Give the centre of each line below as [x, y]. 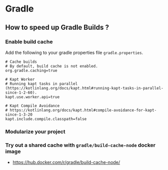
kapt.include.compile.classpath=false [46, 119]
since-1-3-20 [19, 114]
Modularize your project [35, 131]
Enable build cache [29, 42]
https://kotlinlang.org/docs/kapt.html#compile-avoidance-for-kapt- [83, 110]
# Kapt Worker [20, 79]
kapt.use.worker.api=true [32, 97]
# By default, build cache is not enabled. [52, 66]
